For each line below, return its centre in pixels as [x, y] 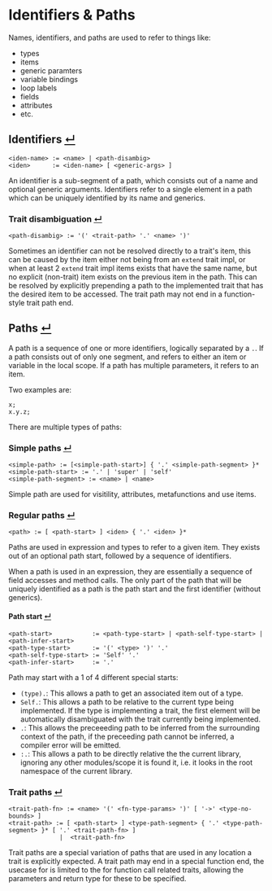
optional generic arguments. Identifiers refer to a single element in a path [130, 189]
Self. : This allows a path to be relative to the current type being [127, 701]
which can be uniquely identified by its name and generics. [107, 198]
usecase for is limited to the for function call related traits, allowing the [126, 870]
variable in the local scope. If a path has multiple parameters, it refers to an [134, 365]
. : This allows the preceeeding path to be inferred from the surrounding [140, 727]
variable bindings [49, 79]
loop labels [39, 88]
